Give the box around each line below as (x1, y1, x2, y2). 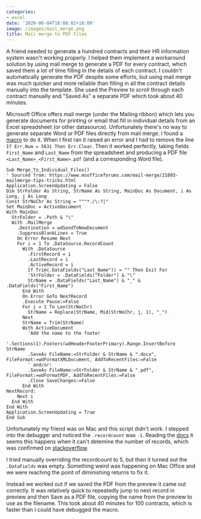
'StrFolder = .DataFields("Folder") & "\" (28, 272, 136, 279)
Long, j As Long (6, 193, 47, 199)
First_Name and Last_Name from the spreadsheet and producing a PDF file (6, 149, 187, 157)
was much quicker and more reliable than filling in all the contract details (6, 79, 185, 87)
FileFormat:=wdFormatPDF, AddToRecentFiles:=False (6, 373, 136, 379)
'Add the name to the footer (28, 331, 101, 337)
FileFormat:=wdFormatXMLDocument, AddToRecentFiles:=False (6, 356, 157, 363)
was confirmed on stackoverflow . (6, 444, 89, 452)
